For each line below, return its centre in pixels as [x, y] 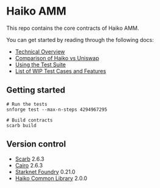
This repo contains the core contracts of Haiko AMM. [73, 28]
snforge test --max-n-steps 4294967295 [57, 110]
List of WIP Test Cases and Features [61, 71]
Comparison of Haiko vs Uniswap [57, 58]
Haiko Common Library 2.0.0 [51, 178]
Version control [36, 144]
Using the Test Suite [40, 64]
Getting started [36, 90]
